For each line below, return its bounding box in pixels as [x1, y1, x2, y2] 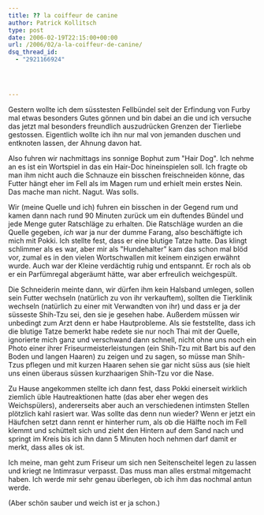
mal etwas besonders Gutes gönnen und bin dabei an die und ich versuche [8, 113, 252, 122]
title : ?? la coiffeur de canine [8, 11, 118, 20]
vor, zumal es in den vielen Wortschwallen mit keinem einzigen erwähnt [8, 252, 240, 262]
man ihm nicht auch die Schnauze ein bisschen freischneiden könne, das [8, 170, 245, 180]
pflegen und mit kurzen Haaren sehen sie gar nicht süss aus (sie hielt [25, 360, 251, 369]
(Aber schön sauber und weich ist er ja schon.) [8, 498, 160, 507]
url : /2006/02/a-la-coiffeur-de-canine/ [8, 41, 143, 49]
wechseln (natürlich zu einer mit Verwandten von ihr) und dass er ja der [8, 301, 241, 311]
